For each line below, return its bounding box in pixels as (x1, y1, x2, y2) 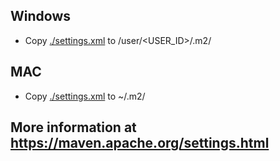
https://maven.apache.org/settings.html (10, 135, 270, 152)
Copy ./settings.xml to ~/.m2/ (24, 90, 146, 102)
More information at (10, 119, 137, 136)
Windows (10, 8, 71, 25)
